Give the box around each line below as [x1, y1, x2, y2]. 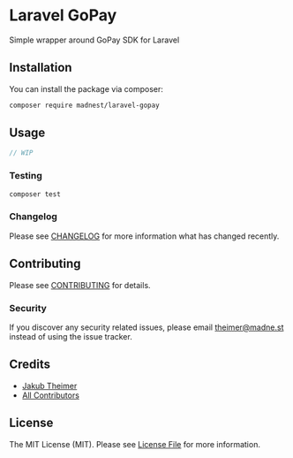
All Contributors [21, 390, 79, 401]
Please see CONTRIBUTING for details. [9, 279, 152, 290]
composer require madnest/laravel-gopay [9, 101, 161, 110]
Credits [9, 357, 51, 372]
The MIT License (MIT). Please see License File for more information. [9, 439, 260, 449]
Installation [9, 60, 72, 75]
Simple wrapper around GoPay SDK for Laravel [9, 34, 180, 45]
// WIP [9, 149, 34, 157]
